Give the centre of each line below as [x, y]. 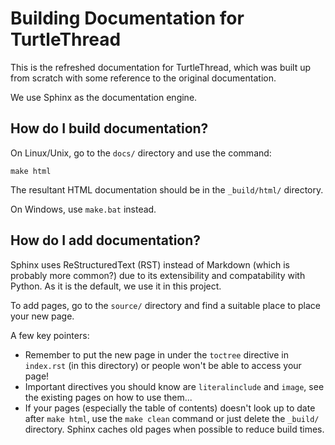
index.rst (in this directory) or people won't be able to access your [163, 365]
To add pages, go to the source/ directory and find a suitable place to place [166, 305]
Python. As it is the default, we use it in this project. [116, 286]
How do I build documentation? [109, 128]
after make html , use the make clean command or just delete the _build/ [172, 418]
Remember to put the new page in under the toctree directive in [156, 354]
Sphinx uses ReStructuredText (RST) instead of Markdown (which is [150, 264]
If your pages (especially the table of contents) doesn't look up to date [170, 408]
